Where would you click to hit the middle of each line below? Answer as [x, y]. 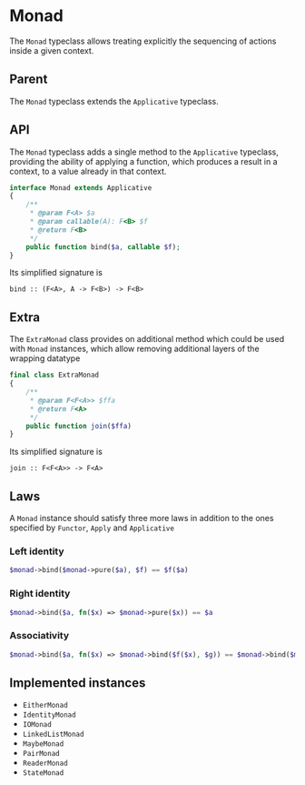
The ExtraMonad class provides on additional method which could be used [147, 339]
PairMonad [41, 754]
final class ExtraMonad [54, 375]
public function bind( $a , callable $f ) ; [103, 247]
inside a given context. [52, 50]
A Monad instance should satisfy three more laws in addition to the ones [142, 518]
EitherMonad [45, 706]
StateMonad [43, 773]
